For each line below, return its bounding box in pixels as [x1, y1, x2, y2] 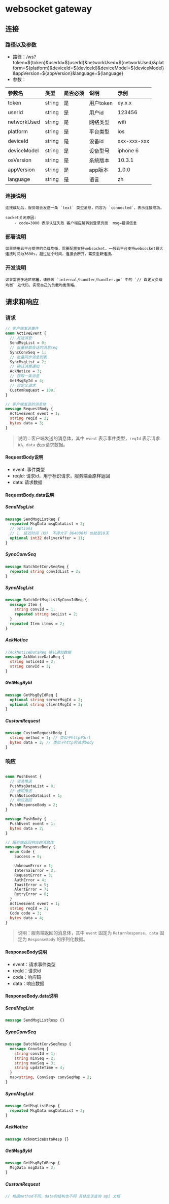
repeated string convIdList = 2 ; [10, 569, 81, 574]
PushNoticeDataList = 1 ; [10, 793, 62, 798]
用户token [89, 99, 113, 106]
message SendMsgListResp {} [5, 1018, 65, 1023]
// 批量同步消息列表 [10, 355, 47, 360]
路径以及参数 [5, 41, 37, 48]
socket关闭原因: [5, 215, 37, 221]
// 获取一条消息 [10, 373, 40, 379]
